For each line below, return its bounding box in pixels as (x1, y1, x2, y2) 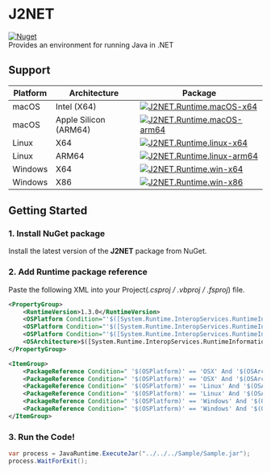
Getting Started (8, 204, 88, 218)
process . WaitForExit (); (8, 457, 89, 466)
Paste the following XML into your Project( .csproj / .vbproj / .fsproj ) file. (8, 284, 245, 294)
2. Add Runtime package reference (8, 267, 148, 278)
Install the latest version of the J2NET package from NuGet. (8, 247, 207, 256)
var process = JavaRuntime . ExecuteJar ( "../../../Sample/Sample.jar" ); (8, 450, 251, 458)
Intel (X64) (55, 101, 97, 112)
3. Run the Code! (8, 431, 75, 442)
